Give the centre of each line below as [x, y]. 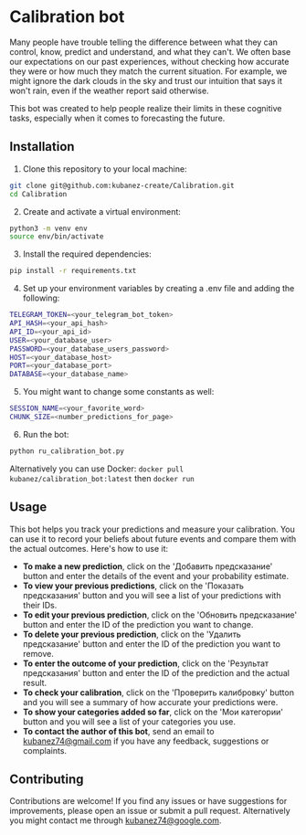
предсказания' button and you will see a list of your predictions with [152, 595]
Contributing [47, 779]
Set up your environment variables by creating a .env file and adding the [158, 289]
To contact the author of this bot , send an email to [118, 731]
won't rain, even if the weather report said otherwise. [109, 90]
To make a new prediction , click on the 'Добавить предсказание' [148, 566]
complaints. [44, 750]
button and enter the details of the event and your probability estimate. [156, 576]
